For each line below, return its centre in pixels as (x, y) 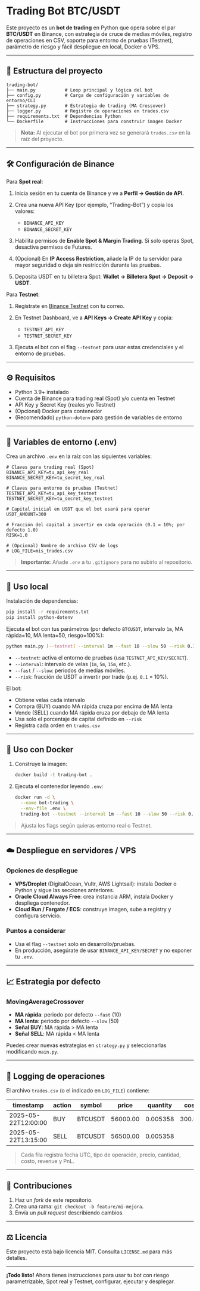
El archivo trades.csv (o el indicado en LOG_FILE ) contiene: (78, 1091)
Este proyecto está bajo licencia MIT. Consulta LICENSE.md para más (89, 1252)
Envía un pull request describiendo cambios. (69, 1213)
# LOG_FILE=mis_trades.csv (40, 551)
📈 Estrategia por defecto (54, 982)
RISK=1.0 (17, 535)
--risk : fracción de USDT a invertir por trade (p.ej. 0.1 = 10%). (91, 676)
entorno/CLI (21, 100)
